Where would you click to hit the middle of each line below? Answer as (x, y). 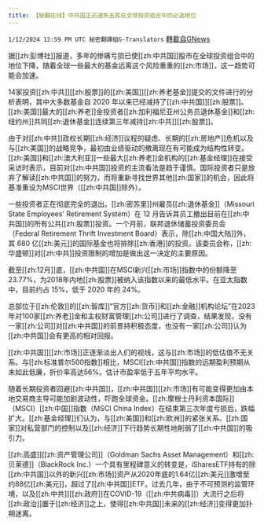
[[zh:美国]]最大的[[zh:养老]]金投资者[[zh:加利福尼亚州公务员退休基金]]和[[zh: (132, 112)
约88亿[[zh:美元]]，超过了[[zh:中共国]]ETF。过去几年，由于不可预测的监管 (128, 483)
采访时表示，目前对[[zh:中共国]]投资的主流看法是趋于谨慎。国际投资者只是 (128, 167)
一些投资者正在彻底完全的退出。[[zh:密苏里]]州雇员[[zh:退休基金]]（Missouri (132, 204)
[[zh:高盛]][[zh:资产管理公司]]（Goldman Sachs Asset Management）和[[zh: (131, 454)
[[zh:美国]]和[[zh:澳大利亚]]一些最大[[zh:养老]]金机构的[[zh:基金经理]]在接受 (130, 157)
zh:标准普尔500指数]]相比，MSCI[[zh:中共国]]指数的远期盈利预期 (139, 362)
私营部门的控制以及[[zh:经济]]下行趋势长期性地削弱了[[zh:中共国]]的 (136, 428)
